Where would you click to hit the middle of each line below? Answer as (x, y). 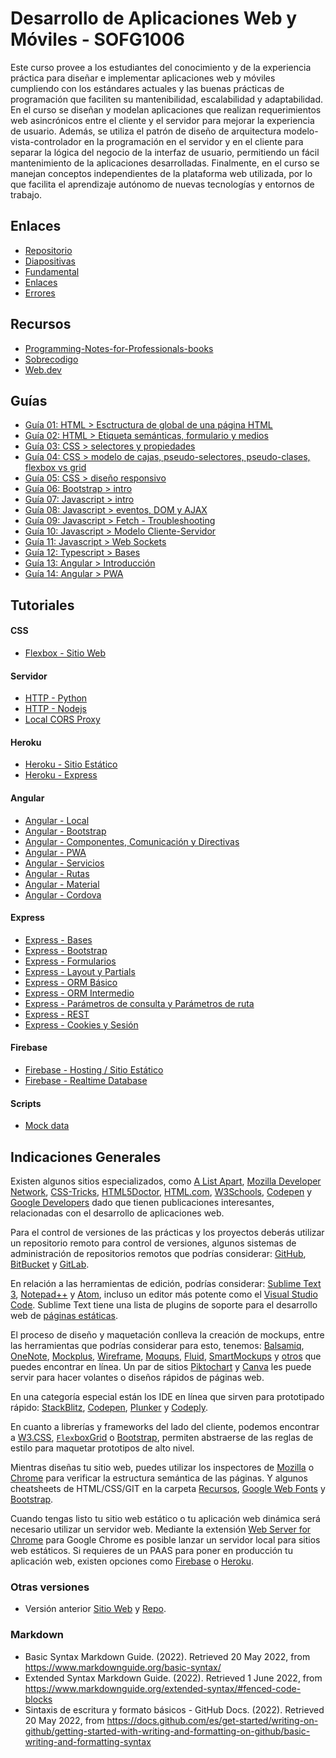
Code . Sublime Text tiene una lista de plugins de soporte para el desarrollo (164, 1305)
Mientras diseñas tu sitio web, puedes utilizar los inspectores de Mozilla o (162, 1467)
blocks (38, 1699)
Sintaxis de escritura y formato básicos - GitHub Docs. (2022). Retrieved (174, 1709)
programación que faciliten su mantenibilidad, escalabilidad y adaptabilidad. (167, 99)
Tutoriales (42, 605)
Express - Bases (58, 939)
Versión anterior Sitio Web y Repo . (95, 1609)
